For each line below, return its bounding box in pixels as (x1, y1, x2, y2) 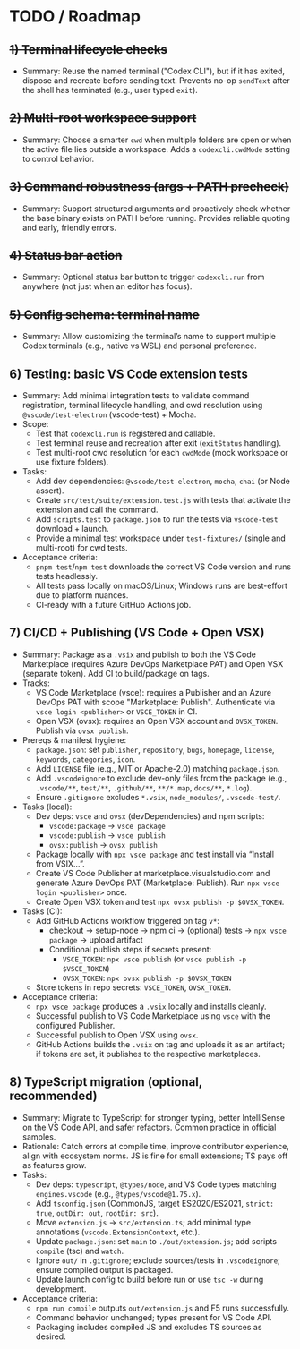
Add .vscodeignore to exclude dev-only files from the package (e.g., (35, 773, 287, 783)
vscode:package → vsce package (48, 820, 166, 831)
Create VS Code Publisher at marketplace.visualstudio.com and (35, 867, 270, 878)
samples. (21, 1131, 56, 1142)
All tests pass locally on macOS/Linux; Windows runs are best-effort (35, 580, 288, 592)
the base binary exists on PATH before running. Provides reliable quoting (21, 212, 291, 223)
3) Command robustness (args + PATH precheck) (9, 179, 289, 194)
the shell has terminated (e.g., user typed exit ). (21, 85, 199, 95)
